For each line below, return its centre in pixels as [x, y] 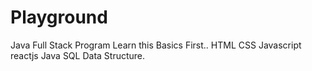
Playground [59, 17]
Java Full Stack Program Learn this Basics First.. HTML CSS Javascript [156, 45]
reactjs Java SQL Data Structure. [78, 55]
